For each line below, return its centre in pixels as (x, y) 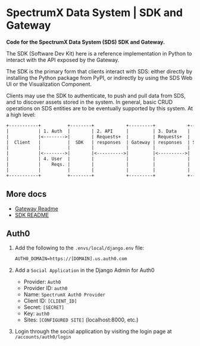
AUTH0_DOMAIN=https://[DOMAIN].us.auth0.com (71, 259)
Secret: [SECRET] (44, 307)
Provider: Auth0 (42, 282)
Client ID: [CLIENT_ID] (50, 301)
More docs (26, 194)
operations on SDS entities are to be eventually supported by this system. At (100, 108)
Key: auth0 (36, 314)
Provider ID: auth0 (46, 288)
